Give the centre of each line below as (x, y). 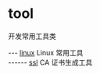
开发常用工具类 (32, 36)
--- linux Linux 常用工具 (46, 52)
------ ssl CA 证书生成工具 (50, 62)
